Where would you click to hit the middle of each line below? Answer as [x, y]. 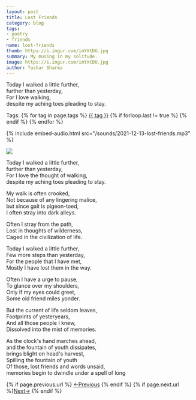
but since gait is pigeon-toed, [43, 206]
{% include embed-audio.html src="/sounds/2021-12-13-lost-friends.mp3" [98, 133]
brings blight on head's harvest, [46, 354]
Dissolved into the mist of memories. [52, 329]
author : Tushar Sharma [34, 68]
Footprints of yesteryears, [38, 317]
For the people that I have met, [44, 261]
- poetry [17, 34]
